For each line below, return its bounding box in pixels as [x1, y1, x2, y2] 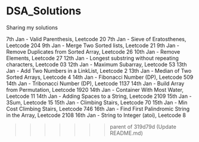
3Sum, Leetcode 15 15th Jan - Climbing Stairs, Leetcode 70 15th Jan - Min [6, 98, 188, 106]
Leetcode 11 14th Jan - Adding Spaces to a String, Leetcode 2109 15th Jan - [6, 92, 192, 100]
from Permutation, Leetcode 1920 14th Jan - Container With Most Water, [6, 86, 184, 93]
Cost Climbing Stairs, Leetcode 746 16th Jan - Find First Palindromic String [6, 105, 190, 112]
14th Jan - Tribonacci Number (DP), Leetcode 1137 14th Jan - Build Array [6, 79, 185, 87]
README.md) [110, 129, 143, 137]
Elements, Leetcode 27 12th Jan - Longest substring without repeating [6, 54, 179, 61]
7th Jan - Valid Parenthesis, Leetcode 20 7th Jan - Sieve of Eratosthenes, [6, 35, 186, 42]
